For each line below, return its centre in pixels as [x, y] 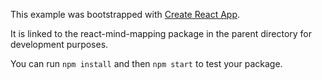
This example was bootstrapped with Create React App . [125, 14]
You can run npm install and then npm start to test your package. [146, 63]
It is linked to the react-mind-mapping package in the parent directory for [161, 33]
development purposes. [59, 44]
